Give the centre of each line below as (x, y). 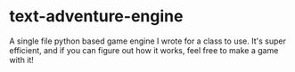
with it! (21, 60)
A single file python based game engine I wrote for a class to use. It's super (148, 41)
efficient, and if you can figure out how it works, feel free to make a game (144, 50)
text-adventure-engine (96, 16)
